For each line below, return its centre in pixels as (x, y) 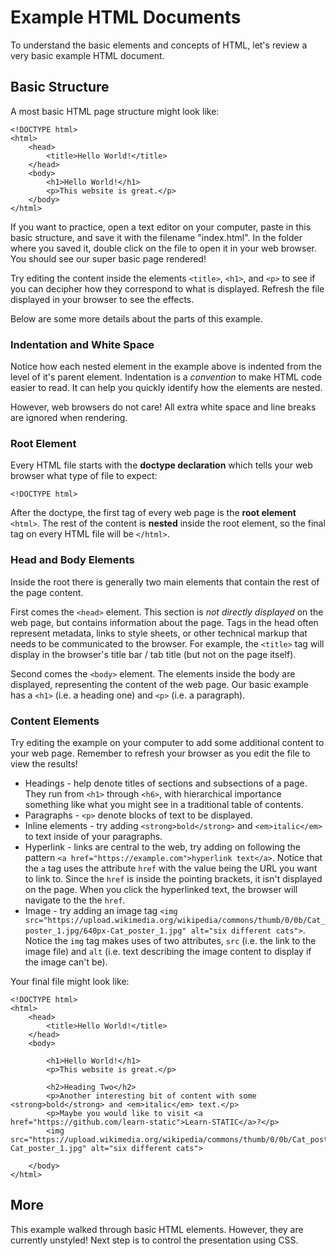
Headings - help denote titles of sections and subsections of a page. (166, 783)
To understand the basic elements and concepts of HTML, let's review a (159, 45)
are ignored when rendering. (69, 418)
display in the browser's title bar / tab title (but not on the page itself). (153, 654)
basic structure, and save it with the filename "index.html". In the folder (156, 237)
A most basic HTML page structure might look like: (115, 111)
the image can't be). (66, 962)
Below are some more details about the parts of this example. (136, 318)
